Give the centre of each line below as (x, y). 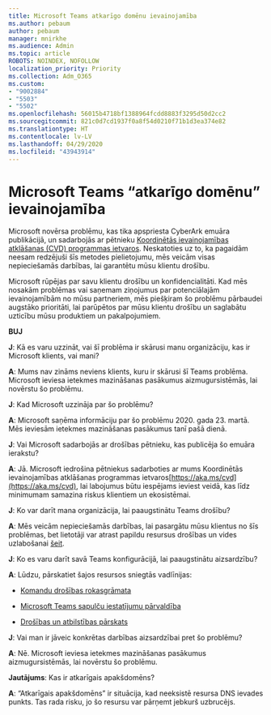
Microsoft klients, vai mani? (54, 356)
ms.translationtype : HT (49, 129)
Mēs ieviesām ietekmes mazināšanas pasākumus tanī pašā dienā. (118, 429)
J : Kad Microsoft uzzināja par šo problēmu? (81, 405)
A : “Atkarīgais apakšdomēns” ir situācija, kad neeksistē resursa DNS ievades (136, 693)
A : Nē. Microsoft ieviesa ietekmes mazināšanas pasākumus (107, 653)
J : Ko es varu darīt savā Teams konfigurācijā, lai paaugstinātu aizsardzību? (133, 559)
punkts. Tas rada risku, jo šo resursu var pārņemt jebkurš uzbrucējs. (122, 702)
